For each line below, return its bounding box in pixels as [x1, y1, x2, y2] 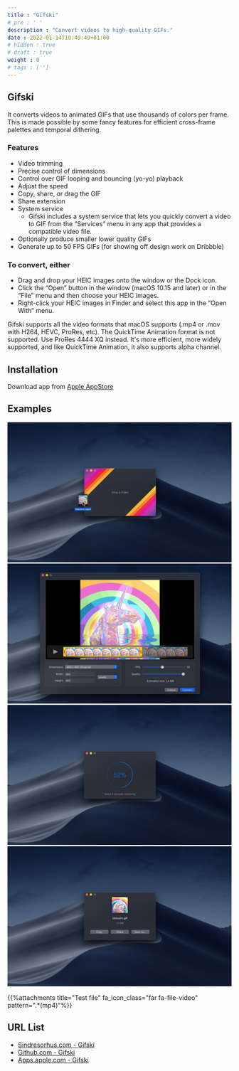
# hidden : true [7, 41, 55, 49]
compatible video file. [28, 227, 92, 235]
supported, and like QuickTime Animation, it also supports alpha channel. [7, 343, 222, 351]
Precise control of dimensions [17, 166, 105, 175]
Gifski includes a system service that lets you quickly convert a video [28, 212, 231, 220]
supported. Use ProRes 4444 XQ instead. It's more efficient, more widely [7, 335, 222, 344]
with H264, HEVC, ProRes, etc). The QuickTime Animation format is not [7, 328, 216, 336]
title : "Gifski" [7, 11, 59, 18]
